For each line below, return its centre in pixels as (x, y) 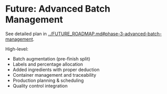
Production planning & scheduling (48, 80)
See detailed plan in (26, 34)
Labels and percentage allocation (48, 64)
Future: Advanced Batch (58, 9)
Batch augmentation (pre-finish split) (51, 58)
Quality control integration (40, 86)
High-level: (17, 49)
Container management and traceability (54, 75)
